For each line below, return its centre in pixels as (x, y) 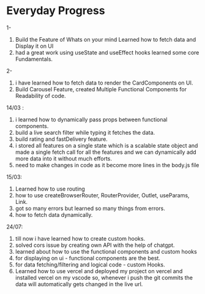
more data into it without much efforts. (63, 158)
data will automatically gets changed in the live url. (79, 284)
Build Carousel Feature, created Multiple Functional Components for (101, 89)
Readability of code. (40, 96)
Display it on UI (34, 46)
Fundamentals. (34, 59)
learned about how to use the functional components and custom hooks (106, 251)
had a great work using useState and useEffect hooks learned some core (107, 52)
